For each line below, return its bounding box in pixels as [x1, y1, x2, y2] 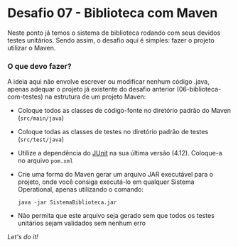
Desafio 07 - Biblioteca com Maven [7, 5, 218, 21]
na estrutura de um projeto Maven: [45, 92, 146, 101]
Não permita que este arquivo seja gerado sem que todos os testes [17, 212, 215, 220]
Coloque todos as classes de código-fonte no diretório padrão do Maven [17, 106, 231, 115]
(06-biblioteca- [176, 85, 222, 94]
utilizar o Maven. [7, 43, 56, 52]
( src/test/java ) [17, 135, 65, 143]
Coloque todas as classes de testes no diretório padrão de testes [17, 128, 209, 136]
